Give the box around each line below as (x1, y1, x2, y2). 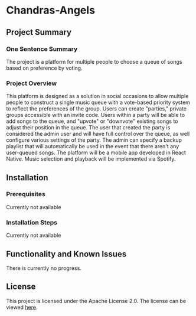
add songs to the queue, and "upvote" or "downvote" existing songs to (6, 118, 178, 125)
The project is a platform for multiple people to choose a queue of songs (6, 58, 182, 65)
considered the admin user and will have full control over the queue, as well (6, 131, 190, 138)
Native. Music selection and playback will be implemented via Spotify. (6, 155, 176, 162)
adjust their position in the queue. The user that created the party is (6, 124, 171, 131)
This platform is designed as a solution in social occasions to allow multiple (6, 93, 189, 100)
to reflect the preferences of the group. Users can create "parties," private (6, 105, 187, 112)
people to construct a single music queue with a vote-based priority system (6, 99, 191, 106)
